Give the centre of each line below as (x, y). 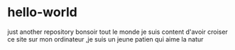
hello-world (43, 12)
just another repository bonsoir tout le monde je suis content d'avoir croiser (118, 32)
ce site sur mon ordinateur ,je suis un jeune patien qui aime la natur (105, 39)
